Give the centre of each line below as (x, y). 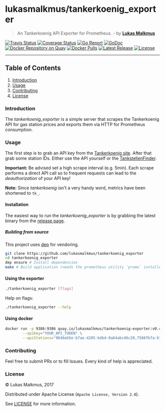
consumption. (19, 130)
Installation (17, 204)
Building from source (27, 232)
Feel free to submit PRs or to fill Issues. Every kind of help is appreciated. (79, 361)
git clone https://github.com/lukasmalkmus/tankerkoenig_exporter (74, 253)
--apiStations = (38, 338)
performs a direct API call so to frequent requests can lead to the (71, 173)
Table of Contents (33, 68)
